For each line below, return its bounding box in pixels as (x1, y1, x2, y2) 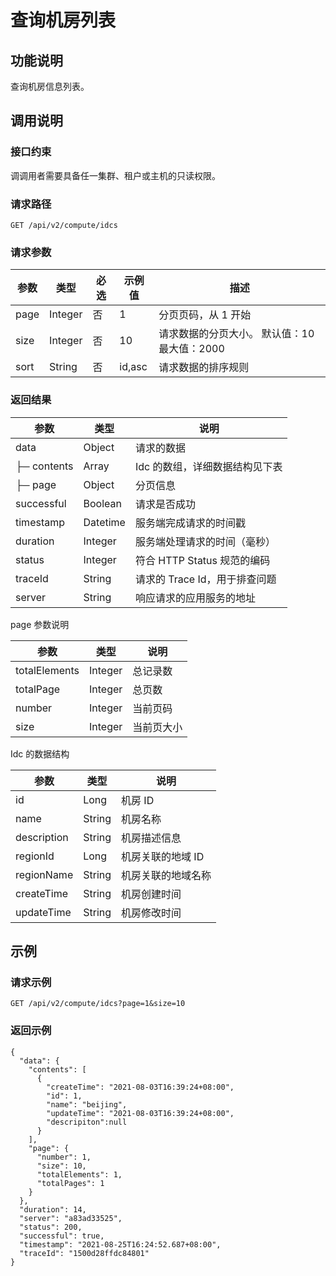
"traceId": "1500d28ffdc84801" (19, 1248, 150, 1258)
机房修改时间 (121, 906, 182, 920)
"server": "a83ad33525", (19, 1213, 123, 1223)
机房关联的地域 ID (121, 849, 205, 863)
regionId (15, 849, 55, 863)
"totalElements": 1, (36, 1169, 123, 1180)
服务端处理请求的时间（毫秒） (134, 534, 276, 548)
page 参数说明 (10, 618, 70, 630)
